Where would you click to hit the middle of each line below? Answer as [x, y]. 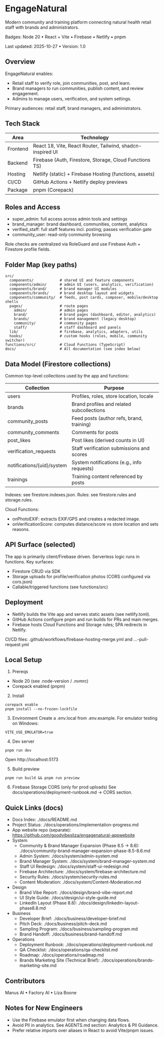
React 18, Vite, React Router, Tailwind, [77, 146]
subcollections [88, 410]
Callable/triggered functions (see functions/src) [60, 587]
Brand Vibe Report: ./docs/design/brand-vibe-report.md [76, 892]
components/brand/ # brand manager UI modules [63, 289]
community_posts [28, 421]
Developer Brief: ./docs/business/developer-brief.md [72, 919]
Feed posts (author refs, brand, [107, 418]
